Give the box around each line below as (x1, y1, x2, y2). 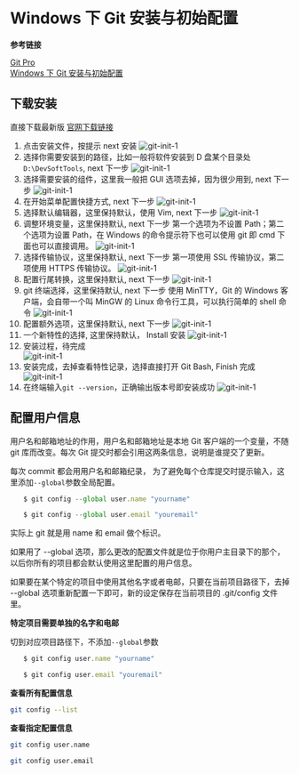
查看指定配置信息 (10, 722, 73, 733)
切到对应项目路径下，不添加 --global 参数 (10, 637, 159, 648)
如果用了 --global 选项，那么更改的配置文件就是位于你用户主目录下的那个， (10, 546, 286, 557)
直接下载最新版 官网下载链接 (10, 121, 114, 132)
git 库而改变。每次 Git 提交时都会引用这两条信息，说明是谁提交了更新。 (10, 447, 270, 457)
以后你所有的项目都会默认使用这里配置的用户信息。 (10, 558, 197, 568)
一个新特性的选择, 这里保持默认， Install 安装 (22, 329, 186, 340)
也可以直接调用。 (30, 240, 94, 251)
